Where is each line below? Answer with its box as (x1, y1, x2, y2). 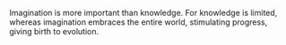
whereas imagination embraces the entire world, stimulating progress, (9, 17, 268, 27)
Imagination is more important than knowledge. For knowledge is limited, (9, 8, 278, 18)
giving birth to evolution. (9, 26, 100, 36)
